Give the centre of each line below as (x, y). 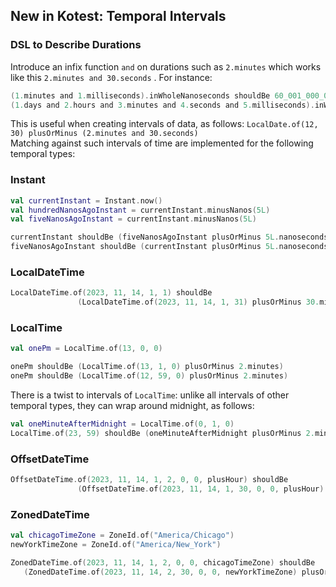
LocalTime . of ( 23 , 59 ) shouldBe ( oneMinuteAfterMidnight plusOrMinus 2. (162, 433)
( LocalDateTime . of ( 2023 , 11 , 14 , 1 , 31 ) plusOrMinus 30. (198, 302)
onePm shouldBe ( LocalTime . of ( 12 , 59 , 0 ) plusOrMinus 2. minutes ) (149, 376)
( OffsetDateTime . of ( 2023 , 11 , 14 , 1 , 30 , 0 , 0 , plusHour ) (201, 489)
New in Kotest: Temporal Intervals (118, 16)
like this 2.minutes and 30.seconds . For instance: (111, 77)
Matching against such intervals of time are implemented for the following (162, 143)
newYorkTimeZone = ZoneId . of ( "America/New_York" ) (116, 545)
